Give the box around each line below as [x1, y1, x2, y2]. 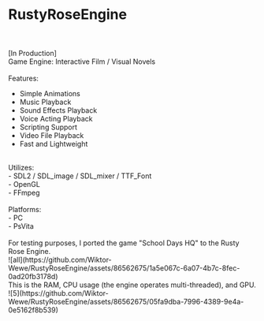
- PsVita [8, 221, 34, 230]
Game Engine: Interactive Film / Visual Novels [8, 57, 156, 66]
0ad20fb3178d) [8, 271, 58, 281]
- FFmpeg [8, 188, 41, 197]
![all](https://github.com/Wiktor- [8, 255, 112, 264]
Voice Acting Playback [19, 114, 93, 123]
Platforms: [8, 204, 42, 214]
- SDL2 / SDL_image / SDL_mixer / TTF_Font [8, 171, 152, 181]
